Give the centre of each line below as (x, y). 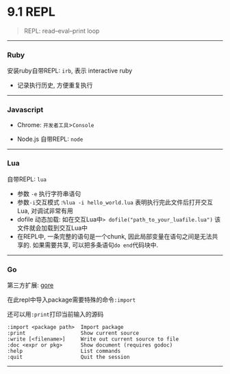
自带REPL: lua (27, 179)
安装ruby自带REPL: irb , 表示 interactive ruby (70, 71)
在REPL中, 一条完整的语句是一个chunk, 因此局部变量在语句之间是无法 (114, 236)
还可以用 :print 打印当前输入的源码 (55, 315)
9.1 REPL (31, 12)
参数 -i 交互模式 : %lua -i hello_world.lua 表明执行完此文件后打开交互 (115, 202)
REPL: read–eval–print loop (62, 31)
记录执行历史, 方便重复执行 (55, 85)
